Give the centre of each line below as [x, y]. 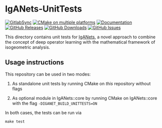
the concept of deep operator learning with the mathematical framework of [80, 42]
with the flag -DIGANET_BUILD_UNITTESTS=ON [54, 103]
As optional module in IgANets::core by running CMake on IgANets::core [84, 98]
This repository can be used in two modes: [48, 74]
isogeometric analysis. [27, 47]
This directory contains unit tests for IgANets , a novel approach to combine [80, 37]
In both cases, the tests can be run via [43, 112]
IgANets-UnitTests [44, 9]
